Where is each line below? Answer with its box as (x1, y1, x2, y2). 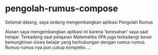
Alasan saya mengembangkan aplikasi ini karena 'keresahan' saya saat (5, 28, 149, 34)
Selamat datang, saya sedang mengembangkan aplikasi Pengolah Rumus (5, 19, 153, 25)
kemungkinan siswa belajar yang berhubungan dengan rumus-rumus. (5, 39, 146, 45)
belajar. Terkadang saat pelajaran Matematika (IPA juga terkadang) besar (5, 34, 152, 40)
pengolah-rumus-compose (5, 3, 118, 14)
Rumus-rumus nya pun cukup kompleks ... (5, 44, 91, 50)
